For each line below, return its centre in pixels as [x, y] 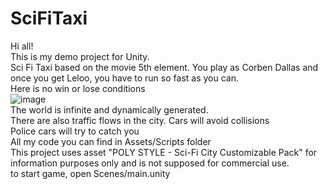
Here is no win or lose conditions [78, 88]
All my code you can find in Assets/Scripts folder [111, 141]
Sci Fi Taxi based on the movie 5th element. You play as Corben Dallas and [164, 67]
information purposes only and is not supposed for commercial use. [150, 163]
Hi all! [22, 46]
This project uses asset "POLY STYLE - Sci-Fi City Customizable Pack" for [164, 152]
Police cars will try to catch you [75, 131]
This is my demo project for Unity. [80, 56]
